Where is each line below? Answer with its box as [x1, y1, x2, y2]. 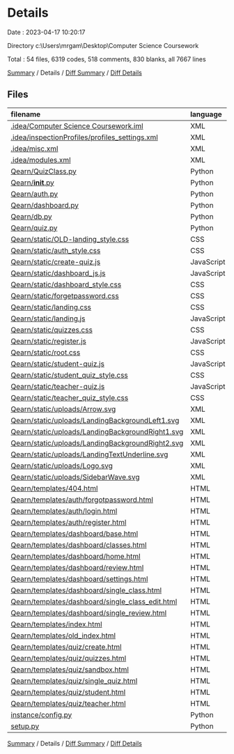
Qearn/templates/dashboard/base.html [10, 528, 139, 538]
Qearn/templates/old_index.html [10, 631, 116, 640]
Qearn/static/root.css [10, 347, 81, 357]
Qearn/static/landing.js [10, 314, 86, 323]
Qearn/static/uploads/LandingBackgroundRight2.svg [10, 438, 184, 447]
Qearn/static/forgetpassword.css [10, 291, 120, 300]
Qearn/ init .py [10, 178, 54, 187]
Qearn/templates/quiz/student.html [10, 687, 126, 697]
